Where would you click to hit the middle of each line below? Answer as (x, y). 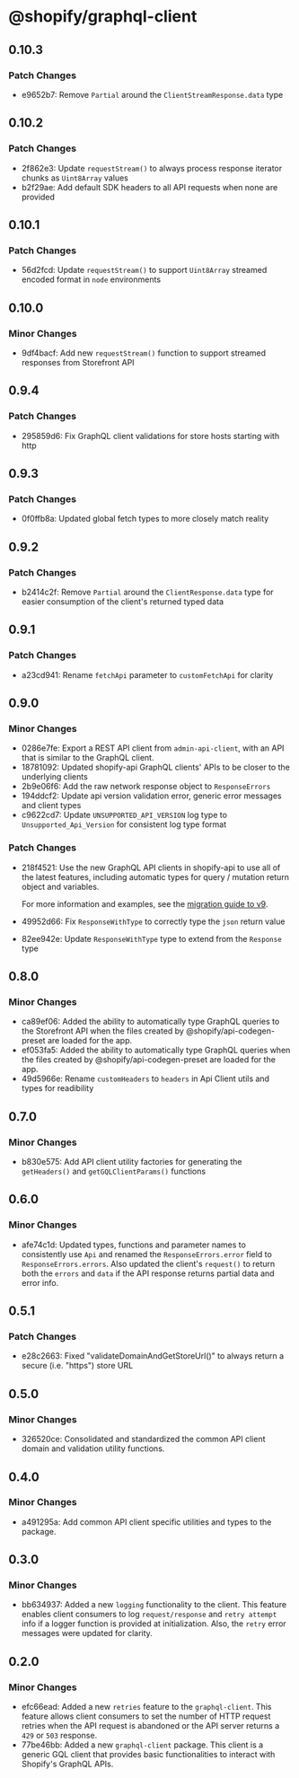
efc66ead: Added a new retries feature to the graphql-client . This (146, 1707)
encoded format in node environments (91, 279)
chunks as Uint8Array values (75, 178)
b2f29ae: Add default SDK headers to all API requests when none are (149, 187)
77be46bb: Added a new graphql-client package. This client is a (142, 1745)
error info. (40, 1282)
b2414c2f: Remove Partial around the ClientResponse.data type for (148, 592)
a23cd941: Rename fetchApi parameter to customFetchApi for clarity (147, 674)
